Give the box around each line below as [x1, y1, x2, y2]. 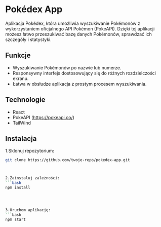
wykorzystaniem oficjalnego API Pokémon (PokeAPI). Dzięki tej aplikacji [5, 25, 155, 31]
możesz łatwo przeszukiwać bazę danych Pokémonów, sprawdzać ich [5, 31, 152, 37]
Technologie [5, 95, 46, 104]
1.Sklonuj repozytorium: [5, 148, 55, 154]
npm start [5, 217, 26, 222]
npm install [5, 185, 30, 190]
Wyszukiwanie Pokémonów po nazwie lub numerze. [12, 64, 122, 70]
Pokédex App [5, 4, 63, 15]
